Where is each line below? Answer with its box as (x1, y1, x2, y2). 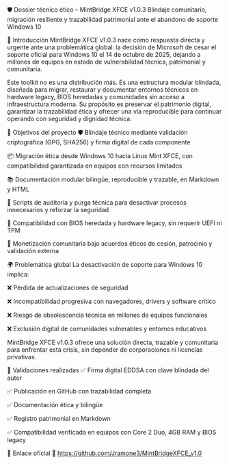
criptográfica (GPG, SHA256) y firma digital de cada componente (7, 138, 191, 146)
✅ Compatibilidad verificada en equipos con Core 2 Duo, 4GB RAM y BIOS (7, 428, 217, 436)
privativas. (7, 353, 37, 361)
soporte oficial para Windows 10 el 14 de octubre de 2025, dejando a (7, 51, 201, 58)
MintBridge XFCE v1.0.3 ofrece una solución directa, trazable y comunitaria (7, 338, 219, 346)
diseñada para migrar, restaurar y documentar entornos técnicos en (7, 86, 198, 94)
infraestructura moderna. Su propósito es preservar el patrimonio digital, (7, 100, 212, 108)
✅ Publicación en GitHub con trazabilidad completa (7, 387, 152, 395)
